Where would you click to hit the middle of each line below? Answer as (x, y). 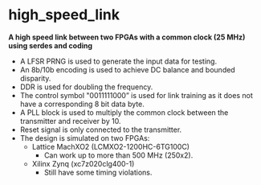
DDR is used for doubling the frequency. (86, 87)
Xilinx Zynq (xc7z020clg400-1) (83, 163)
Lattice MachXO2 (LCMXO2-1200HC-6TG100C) (111, 146)
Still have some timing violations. (98, 172)
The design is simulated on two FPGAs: (85, 138)
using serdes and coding (51, 45)
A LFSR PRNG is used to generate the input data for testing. (118, 61)
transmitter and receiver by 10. (70, 121)
